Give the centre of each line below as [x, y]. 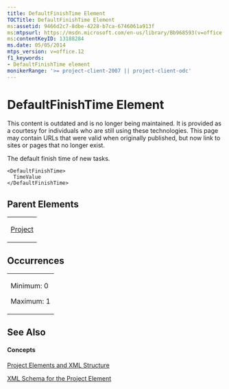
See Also [26, 332]
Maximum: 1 [31, 301]
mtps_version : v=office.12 [46, 52]
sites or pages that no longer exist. [56, 145]
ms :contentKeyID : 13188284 [46, 39]
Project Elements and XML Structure [58, 365]
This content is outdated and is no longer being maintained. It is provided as [114, 123]
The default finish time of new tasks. [59, 159]
